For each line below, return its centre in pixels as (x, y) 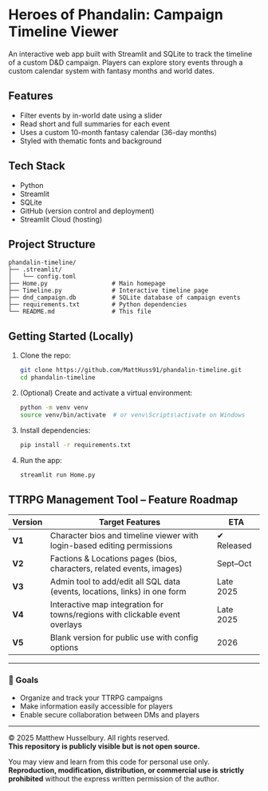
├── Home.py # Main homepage (87, 284)
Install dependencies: (55, 430)
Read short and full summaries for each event (95, 124)
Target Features (130, 522)
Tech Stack (37, 166)
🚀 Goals (24, 680)
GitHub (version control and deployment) (87, 210)
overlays (66, 625)
